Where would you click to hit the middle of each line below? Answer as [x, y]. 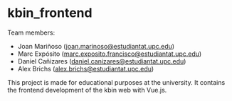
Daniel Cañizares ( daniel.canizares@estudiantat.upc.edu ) [102, 61]
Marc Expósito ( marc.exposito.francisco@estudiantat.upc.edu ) [110, 54]
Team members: [31, 32]
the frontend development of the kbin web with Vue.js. [87, 90]
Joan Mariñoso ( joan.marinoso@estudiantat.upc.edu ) [96, 46]
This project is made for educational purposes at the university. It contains [116, 82]
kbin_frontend [50, 13]
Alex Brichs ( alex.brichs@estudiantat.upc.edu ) [86, 69]
